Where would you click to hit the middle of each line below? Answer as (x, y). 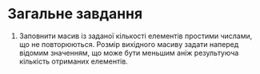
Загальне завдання (75, 14)
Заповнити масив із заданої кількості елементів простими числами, (136, 36)
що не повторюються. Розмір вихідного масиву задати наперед (129, 44)
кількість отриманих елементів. (74, 61)
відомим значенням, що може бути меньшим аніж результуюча (129, 53)
